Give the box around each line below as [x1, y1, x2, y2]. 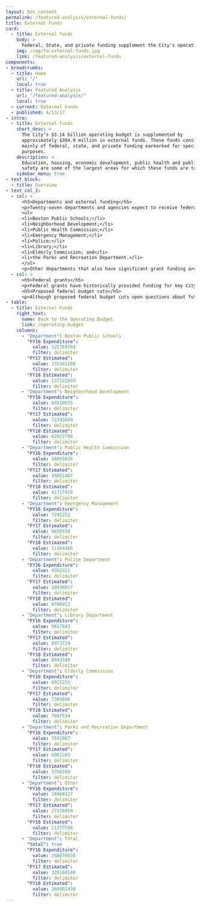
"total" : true [27, 841, 62, 847]
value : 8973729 [32, 640, 70, 646]
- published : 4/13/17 [11, 109, 65, 115]
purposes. [21, 148, 46, 154]
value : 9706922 [32, 601, 70, 607]
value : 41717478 [32, 489, 73, 496]
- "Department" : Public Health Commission [21, 445, 130, 451]
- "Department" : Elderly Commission [21, 668, 113, 674]
